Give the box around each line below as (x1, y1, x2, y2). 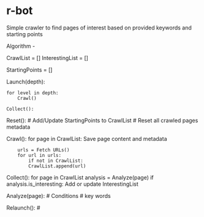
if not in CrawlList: (28, 158, 84, 164)
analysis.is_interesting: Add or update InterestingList (6, 180, 139, 188)
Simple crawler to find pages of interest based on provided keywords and (6, 24, 192, 31)
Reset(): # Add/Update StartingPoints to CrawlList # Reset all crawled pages (6, 116, 198, 124)
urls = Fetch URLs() (17, 147, 70, 153)
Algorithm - (6, 42, 36, 50)
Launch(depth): (6, 78, 45, 85)
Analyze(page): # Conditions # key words (6, 192, 111, 199)
